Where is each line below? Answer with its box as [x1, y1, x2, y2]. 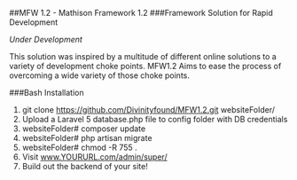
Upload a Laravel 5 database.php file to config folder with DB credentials [21, 114, 288, 124]
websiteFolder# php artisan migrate [21, 133, 152, 143]
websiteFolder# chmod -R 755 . [21, 142, 137, 153]
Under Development [9, 35, 82, 44]
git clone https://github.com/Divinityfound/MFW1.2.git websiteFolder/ [21, 105, 275, 114]
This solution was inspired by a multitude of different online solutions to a [9, 51, 277, 61]
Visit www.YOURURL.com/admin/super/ [21, 152, 168, 162]
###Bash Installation [9, 88, 84, 98]
